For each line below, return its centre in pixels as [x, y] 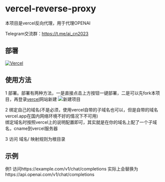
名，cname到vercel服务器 [32, 128]
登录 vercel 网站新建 [38, 99]
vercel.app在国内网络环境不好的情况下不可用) [52, 116]
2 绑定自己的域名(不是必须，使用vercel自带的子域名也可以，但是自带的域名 [82, 109]
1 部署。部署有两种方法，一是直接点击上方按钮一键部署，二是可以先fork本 [80, 93]
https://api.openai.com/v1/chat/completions [50, 175]
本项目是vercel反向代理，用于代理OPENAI [48, 23]
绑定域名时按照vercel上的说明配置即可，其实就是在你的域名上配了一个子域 [81, 122]
